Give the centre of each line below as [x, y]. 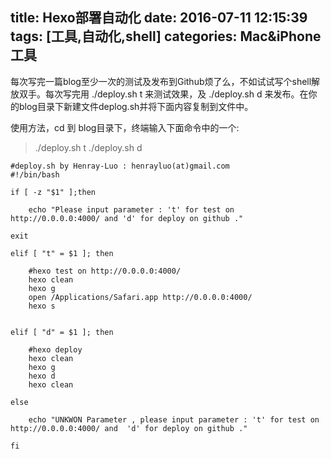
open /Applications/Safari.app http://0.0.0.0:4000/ [140, 297]
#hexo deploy [55, 349]
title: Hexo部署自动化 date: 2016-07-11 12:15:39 [159, 18]
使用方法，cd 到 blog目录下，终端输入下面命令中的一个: [125, 127]
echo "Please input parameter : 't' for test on [131, 209]
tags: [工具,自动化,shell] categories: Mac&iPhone [166, 36]
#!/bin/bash [35, 174]
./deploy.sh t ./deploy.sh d [88, 147]
